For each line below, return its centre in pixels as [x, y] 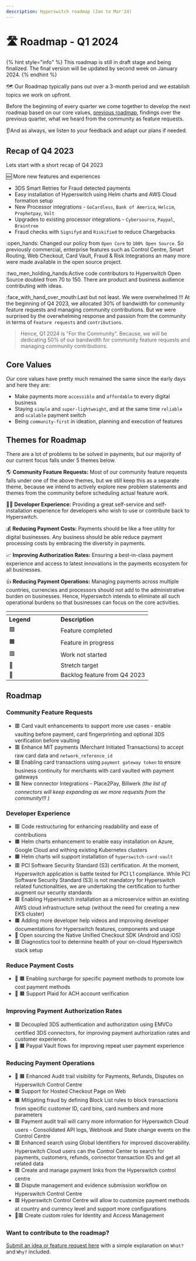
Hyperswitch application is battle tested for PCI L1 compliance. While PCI [102, 874]
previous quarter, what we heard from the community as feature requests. [95, 119]
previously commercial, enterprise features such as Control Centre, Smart [95, 250]
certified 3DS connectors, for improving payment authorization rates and [102, 1032]
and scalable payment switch [50, 415]
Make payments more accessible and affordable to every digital [92, 397]
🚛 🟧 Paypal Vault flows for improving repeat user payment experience [99, 1045]
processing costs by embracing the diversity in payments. [76, 543]
